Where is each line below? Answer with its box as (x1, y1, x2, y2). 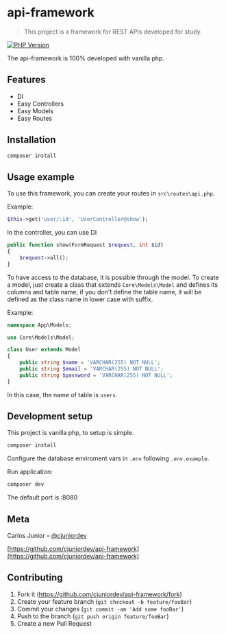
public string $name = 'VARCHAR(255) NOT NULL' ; (19, 359, 161, 366)
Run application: (7, 468, 53, 476)
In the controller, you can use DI (7, 228, 97, 237)
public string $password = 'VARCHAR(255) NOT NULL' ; (19, 372, 173, 379)
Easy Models (16, 106, 53, 115)
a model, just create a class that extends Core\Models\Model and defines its (7, 280, 218, 289)
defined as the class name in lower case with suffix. (7, 295, 153, 303)
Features (7, 74, 46, 86)
